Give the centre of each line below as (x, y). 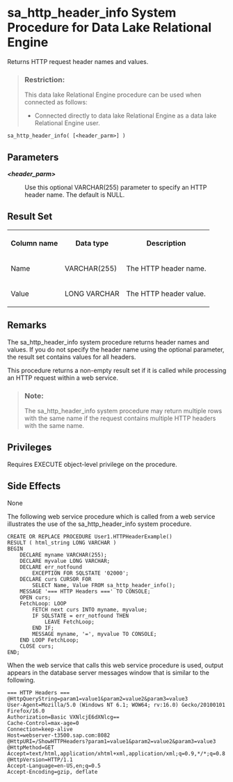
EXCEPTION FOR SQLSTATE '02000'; (81, 573)
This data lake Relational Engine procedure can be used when (113, 95)
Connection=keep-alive (40, 729)
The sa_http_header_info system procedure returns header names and (109, 342)
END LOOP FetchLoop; (49, 640)
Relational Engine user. (67, 123)
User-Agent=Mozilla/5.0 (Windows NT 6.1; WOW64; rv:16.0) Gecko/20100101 (116, 705)
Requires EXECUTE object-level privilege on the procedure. (92, 464)
